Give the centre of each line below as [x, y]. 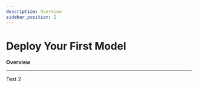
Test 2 [14, 79]
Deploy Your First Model [66, 46]
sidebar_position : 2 [32, 17]
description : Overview [34, 11]
